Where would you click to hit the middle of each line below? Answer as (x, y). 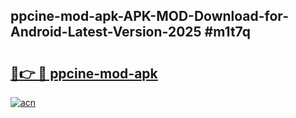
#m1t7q (227, 32)
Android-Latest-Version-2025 (106, 32)
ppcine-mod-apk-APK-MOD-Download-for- (149, 16)
